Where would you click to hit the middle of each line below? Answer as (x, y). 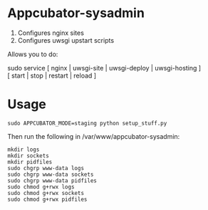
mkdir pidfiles (30, 162)
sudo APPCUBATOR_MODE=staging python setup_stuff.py (87, 123)
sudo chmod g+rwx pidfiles (47, 199)
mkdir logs (24, 149)
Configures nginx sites (51, 33)
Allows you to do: (33, 54)
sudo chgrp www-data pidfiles (52, 180)
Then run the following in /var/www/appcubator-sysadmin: (94, 136)
